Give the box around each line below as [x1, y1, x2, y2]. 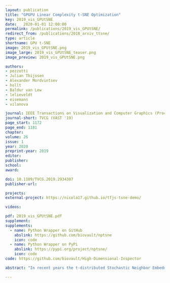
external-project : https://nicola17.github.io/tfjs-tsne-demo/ [5, 195, 142, 201]
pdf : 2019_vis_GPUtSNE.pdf [5, 214, 62, 219]
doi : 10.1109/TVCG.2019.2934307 [5, 176, 73, 182]
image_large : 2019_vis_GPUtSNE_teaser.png [5, 50, 96, 55]
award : [5, 167, 19, 173]
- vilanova [5, 102, 28, 107]
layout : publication [5, 7, 49, 13]
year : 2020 [5, 144, 28, 149]
